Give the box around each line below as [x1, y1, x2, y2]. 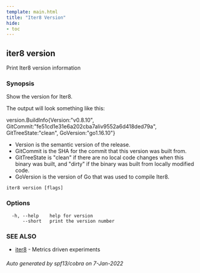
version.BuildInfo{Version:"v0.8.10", [6, 116, 95, 124]
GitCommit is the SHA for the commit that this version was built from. [15, 148, 187, 155]
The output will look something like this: [6, 105, 105, 112]
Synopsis [6, 79, 34, 88]
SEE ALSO [6, 232, 37, 240]
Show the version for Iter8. [6, 93, 73, 100]
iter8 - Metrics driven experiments [15, 246, 101, 253]
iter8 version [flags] [6, 185, 63, 191]
